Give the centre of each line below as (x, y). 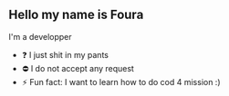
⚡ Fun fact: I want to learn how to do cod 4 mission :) (121, 82)
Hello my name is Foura (76, 15)
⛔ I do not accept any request (78, 68)
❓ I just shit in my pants (65, 54)
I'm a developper (40, 36)
